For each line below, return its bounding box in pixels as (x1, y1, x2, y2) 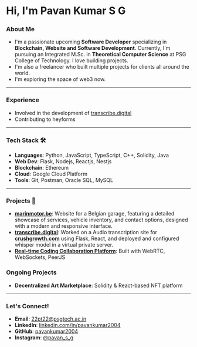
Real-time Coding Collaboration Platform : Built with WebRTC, (14, 248, 165, 255)
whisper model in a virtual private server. (14, 241, 113, 248)
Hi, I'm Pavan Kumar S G (6, 4, 126, 18)
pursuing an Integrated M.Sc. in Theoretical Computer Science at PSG (14, 51, 186, 58)
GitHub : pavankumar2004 (14, 328, 79, 335)
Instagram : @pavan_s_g (14, 333, 74, 341)
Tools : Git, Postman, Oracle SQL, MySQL (14, 177, 113, 184)
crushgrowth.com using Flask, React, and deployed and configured (14, 235, 179, 242)
